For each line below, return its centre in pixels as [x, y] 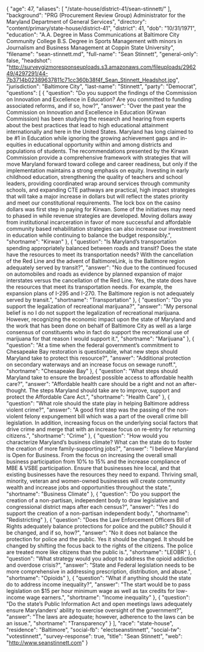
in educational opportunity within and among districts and [100, 145]
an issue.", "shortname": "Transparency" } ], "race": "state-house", [90, 623]
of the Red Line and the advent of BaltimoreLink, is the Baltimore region [96, 261]
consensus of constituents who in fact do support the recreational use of [98, 332]
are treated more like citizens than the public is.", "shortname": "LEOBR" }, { [101, 552]
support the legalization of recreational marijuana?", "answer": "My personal [102, 306]
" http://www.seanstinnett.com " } [47, 643]
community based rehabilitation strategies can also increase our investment [101, 229]
